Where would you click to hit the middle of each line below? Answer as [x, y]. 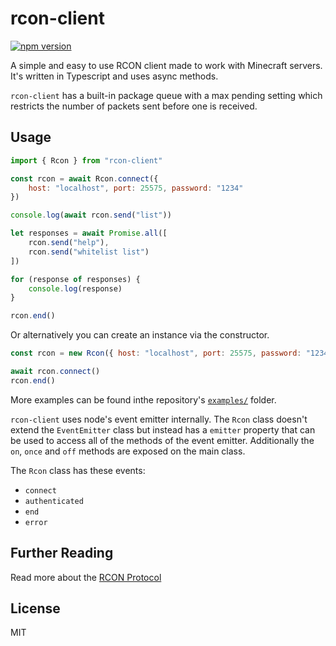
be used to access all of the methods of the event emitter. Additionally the [162, 440]
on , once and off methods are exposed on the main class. [128, 451]
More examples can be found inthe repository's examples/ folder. [143, 399]
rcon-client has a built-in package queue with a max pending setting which [166, 95]
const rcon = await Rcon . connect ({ [84, 178]
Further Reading [62, 553]
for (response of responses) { [75, 279]
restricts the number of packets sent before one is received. [134, 106]
